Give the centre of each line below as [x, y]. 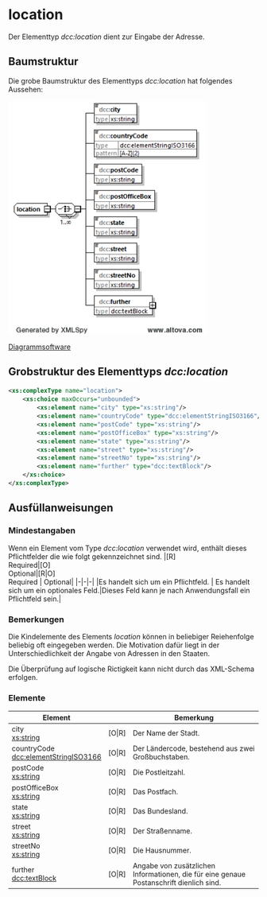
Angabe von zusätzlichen [174, 865]
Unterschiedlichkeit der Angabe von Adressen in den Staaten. [109, 653]
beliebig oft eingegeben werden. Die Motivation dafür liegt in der [114, 645]
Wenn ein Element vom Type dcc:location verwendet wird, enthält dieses [128, 548]
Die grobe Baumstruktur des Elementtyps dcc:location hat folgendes [120, 80]
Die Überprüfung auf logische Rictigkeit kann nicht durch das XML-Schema [132, 669]
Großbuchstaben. [161, 757]
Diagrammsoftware [40, 347]
